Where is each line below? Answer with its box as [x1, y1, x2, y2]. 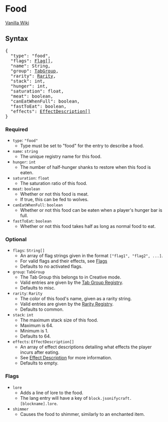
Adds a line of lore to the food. [20, 390, 84, 396]
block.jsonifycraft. [88, 396, 132, 401]
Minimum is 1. [20, 328, 49, 334]
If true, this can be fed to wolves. [20, 197, 89, 203]
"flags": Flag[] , [10, 58, 53, 64]
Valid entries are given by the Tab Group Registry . [20, 279, 124, 286]
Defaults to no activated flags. [20, 263, 83, 269]
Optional [5, 236, 27, 243]
